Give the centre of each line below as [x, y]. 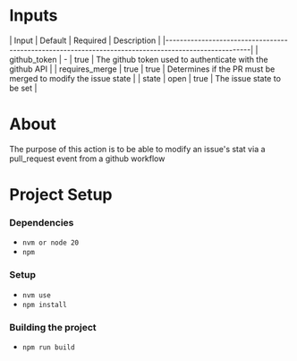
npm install [44, 305]
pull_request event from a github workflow [87, 159]
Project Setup [61, 195]
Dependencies [42, 222]
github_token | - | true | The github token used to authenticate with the [139, 59]
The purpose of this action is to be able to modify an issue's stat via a [137, 149]
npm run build [48, 347]
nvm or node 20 [51, 243]
